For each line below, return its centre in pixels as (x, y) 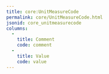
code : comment (34, 45)
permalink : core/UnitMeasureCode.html (54, 17)
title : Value (33, 56)
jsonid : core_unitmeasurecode (44, 23)
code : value (32, 61)
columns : (17, 28)
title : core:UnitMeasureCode (43, 12)
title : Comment (36, 39)
